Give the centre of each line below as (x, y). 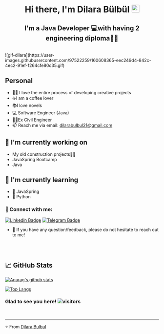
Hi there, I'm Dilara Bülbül (77, 10)
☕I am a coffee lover (33, 98)
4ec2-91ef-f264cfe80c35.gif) (35, 65)
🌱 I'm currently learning (42, 180)
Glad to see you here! (31, 302)
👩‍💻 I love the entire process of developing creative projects (72, 92)
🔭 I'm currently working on (46, 142)
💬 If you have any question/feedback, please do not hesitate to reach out (85, 230)
